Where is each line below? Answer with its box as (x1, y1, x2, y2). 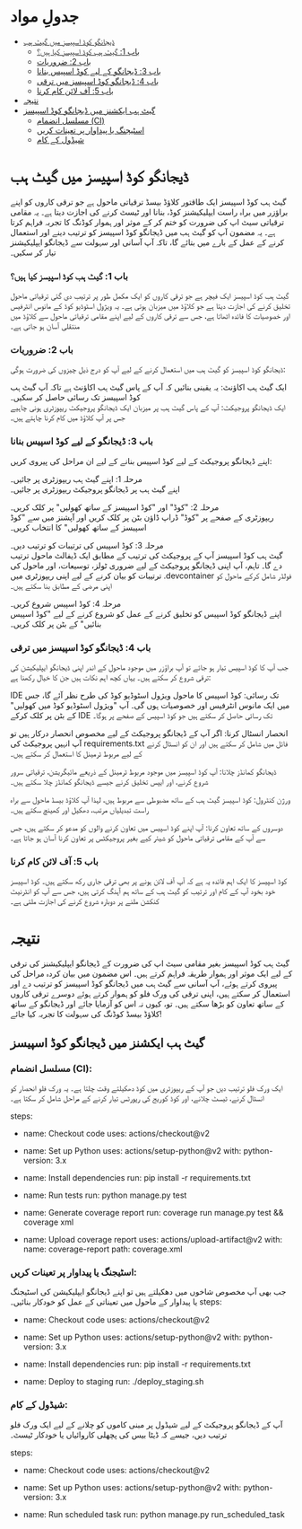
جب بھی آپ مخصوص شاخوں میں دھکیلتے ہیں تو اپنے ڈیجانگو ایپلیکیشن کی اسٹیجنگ (10, 1287, 287, 1297)
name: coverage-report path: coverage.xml (22, 1243, 183, 1254)
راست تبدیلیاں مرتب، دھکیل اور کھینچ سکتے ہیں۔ (10, 804, 149, 815)
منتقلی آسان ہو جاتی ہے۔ (10, 321, 80, 331)
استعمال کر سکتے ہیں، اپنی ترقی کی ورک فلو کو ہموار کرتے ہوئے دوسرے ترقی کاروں (10, 989, 290, 999)
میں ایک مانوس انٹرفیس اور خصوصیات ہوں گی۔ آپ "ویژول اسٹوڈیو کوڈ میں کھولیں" (10, 700, 290, 711)
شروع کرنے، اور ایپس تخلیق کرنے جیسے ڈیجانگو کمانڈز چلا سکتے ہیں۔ (10, 777, 209, 787)
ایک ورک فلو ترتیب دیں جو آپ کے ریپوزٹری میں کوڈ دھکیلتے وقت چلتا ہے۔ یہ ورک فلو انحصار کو (10, 1082, 283, 1093)
